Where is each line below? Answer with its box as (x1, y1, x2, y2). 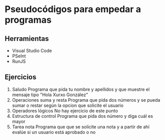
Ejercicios (5, 73, 36, 82)
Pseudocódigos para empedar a (5, 4, 141, 15)
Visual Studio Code (12, 48, 52, 53)
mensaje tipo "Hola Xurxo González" (12, 92, 88, 98)
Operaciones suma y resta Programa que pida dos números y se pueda (12, 97, 160, 103)
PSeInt (12, 53, 26, 59)
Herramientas (5, 34, 49, 43)
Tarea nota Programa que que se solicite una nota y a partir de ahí (12, 123, 150, 129)
